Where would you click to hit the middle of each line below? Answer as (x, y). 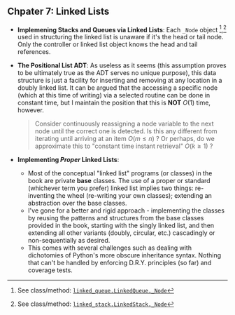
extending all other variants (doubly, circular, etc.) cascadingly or (121, 233)
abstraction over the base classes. (77, 203)
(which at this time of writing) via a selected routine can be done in (114, 95)
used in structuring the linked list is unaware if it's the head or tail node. (120, 37)
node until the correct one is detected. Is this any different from (126, 131)
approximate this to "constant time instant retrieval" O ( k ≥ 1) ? (124, 146)
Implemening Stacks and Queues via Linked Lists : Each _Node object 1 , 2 (122, 29)
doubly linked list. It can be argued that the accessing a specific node (117, 88)
